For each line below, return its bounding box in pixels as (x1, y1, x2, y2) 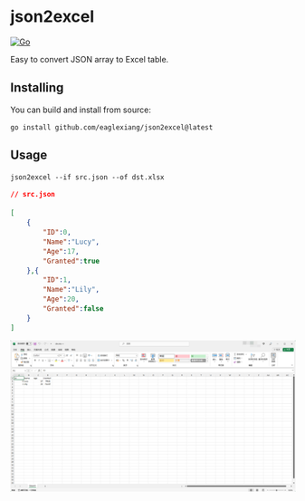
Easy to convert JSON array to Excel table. (10, 53, 169, 64)
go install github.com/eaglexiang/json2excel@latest (10, 122, 214, 132)
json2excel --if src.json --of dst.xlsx (10, 172, 166, 182)
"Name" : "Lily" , (43, 285, 100, 294)
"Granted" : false (43, 304, 104, 313)
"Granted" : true (43, 256, 100, 265)
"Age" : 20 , (43, 294, 80, 304)
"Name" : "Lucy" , (43, 237, 100, 246)
